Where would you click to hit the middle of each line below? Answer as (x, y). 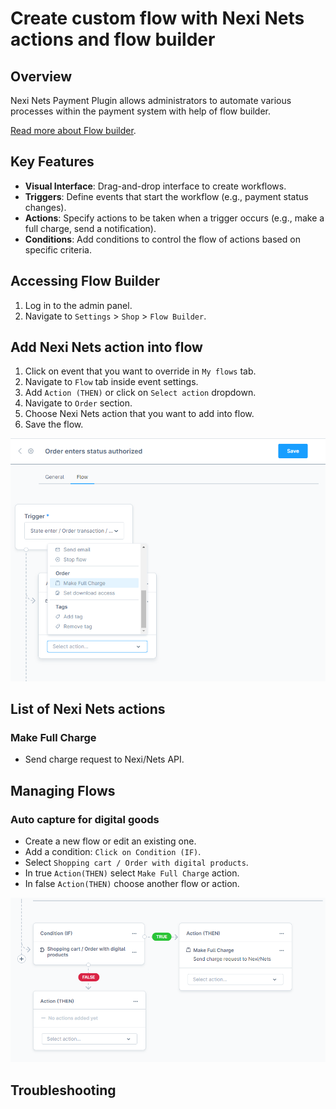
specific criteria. (58, 249)
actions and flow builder (113, 39)
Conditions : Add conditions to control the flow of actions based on (162, 239)
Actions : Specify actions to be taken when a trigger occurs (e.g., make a (174, 218)
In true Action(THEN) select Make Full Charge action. (132, 873)
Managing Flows (63, 790)
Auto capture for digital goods (85, 819)
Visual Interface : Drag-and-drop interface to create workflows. (155, 186)
